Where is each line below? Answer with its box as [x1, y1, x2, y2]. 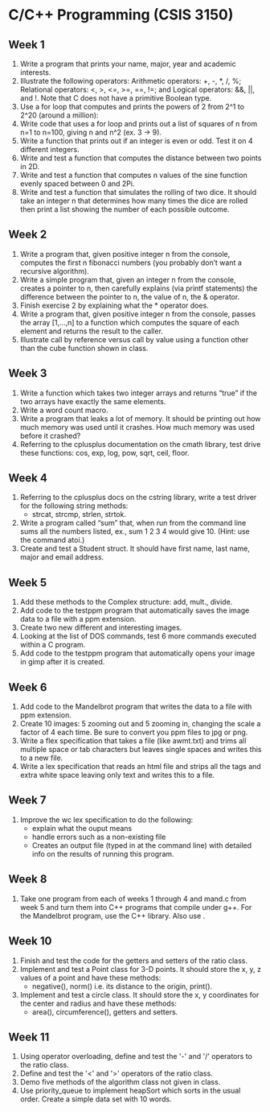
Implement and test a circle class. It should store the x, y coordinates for [19, 990, 260, 999]
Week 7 [8, 793, 47, 807]
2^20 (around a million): [19, 110, 99, 120]
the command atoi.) [19, 535, 85, 545]
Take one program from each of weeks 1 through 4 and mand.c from [19, 894, 247, 903]
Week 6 [8, 680, 47, 694]
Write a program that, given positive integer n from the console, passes [19, 308, 256, 319]
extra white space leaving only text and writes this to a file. [19, 771, 215, 780]
